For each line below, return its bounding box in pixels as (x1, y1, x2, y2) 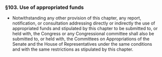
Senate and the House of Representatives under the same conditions (12, 41, 153, 47)
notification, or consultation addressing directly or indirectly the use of (12, 20, 155, 26)
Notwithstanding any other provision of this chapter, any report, (12, 15, 141, 21)
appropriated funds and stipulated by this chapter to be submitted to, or (12, 26, 158, 31)
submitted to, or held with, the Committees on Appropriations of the (12, 36, 150, 42)
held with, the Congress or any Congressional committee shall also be (12, 31, 154, 37)
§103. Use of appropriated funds (5, 4, 84, 11)
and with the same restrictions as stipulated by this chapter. (12, 46, 133, 53)
